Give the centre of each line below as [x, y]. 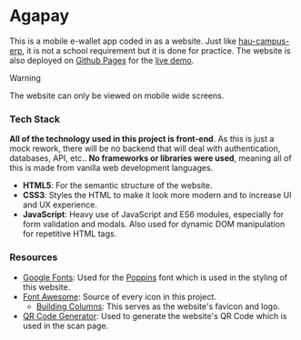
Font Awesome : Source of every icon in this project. [119, 296]
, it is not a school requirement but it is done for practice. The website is [156, 50]
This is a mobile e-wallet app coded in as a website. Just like [123, 41]
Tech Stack [35, 119]
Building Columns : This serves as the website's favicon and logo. [158, 306]
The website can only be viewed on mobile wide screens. [117, 95]
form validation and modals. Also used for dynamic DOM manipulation [154, 225]
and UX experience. [60, 205]
